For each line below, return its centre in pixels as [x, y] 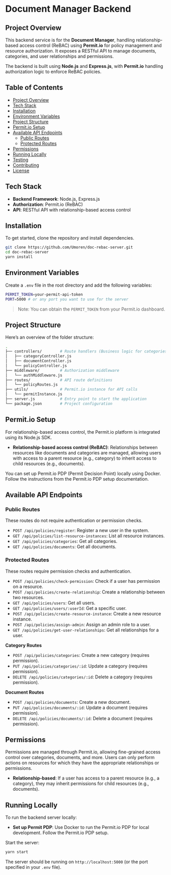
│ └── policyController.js [36, 366]
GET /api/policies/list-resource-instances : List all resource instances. [89, 536]
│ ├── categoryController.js [38, 356]
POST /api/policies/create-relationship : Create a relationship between [89, 592]
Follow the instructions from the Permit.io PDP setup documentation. [77, 479]
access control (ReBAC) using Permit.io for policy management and [91, 45]
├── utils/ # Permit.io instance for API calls [72, 389]
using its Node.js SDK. [28, 437]
